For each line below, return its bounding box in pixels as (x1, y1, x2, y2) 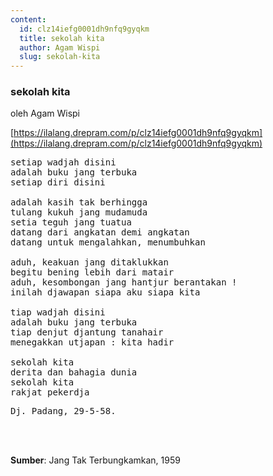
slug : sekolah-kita (19, 52, 101, 62)
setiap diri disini (10, 177, 106, 188)
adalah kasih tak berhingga (10, 197, 148, 208)
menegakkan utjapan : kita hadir (10, 337, 175, 348)
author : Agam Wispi (19, 42, 101, 53)
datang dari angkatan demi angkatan (10, 227, 190, 238)
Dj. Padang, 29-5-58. (10, 406, 117, 417)
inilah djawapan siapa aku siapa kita (10, 287, 201, 298)
